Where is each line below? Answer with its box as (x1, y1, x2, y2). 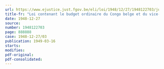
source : (5, 20, 21, 26)
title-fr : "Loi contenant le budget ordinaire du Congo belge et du (5, 12, 147, 17)
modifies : (5, 48, 25, 52)
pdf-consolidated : (5, 57, 42, 62)
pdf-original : (5, 52, 34, 57)
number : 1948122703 (5, 25, 45, 30)
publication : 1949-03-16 (5, 39, 56, 44)
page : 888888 (5, 30, 32, 34)
